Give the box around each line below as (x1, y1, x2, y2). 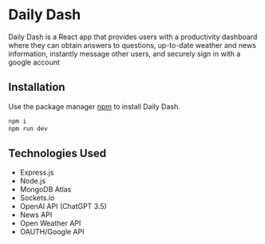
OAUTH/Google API (19, 227, 85, 237)
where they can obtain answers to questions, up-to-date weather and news (8, 40, 257, 49)
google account (8, 57, 60, 67)
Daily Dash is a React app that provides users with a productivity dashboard (8, 32, 258, 41)
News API (19, 210, 53, 220)
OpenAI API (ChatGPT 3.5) (19, 202, 108, 211)
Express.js (19, 167, 54, 177)
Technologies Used (8, 146, 106, 160)
